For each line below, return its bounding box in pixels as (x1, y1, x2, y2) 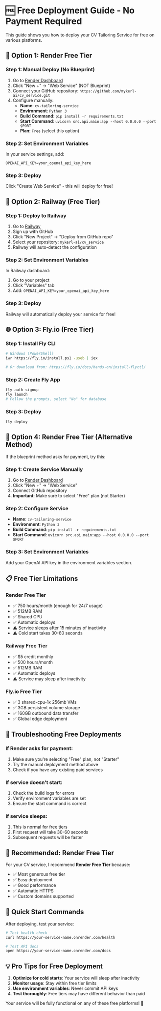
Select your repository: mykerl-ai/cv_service (12, 239, 104, 245)
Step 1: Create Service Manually (5, 466, 83, 473)
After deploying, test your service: (5, 921, 74, 926)
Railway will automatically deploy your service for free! (5, 311, 116, 317)
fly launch (5, 392, 28, 397)
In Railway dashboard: (5, 268, 50, 274)
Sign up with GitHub (12, 229, 53, 234)
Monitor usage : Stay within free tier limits (12, 981, 97, 986)
